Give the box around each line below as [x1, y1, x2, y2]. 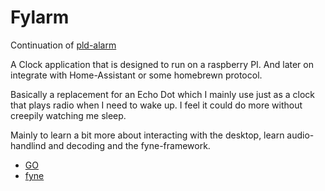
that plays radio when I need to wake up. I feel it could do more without [10, 99, 303, 111]
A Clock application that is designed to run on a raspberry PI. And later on [10, 58, 314, 70]
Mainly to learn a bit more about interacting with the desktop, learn [10, 129, 285, 141]
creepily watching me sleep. [10, 109, 127, 121]
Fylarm [10, 6, 70, 29]
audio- [286, 129, 315, 141]
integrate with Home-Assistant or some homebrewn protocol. [10, 69, 263, 81]
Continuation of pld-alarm [10, 39, 117, 51]
